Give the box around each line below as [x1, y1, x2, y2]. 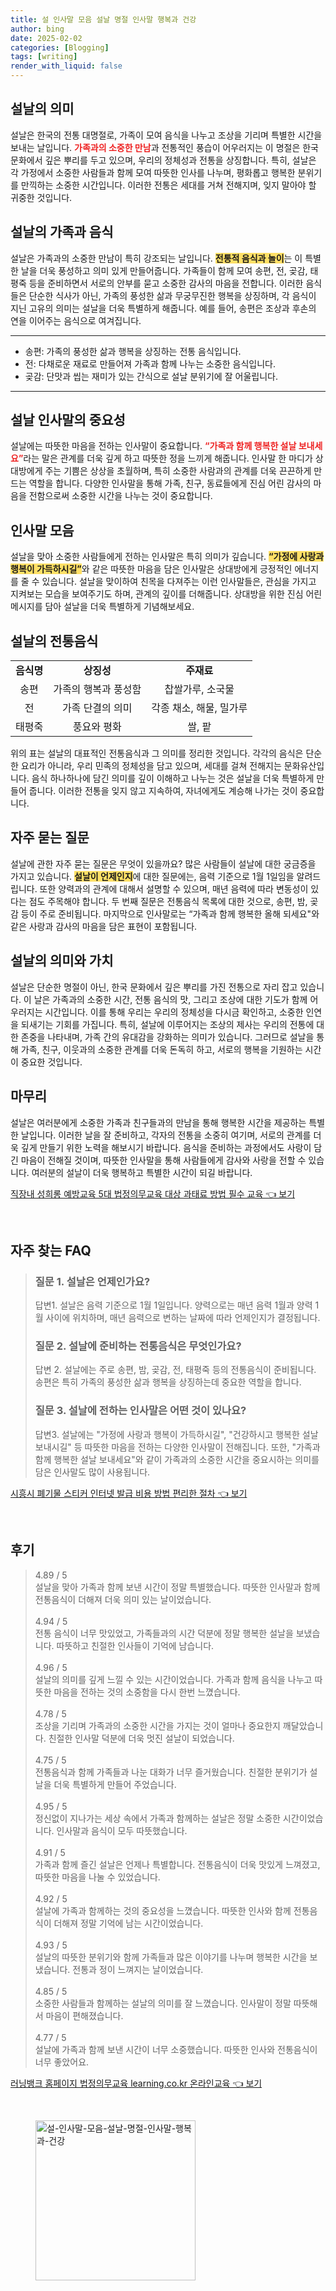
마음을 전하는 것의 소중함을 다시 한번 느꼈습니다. [53, 1686, 241, 1698]
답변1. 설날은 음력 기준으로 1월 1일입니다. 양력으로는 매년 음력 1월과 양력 [34, 1299, 313, 1311]
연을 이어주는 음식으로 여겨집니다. [10, 314, 142, 326]
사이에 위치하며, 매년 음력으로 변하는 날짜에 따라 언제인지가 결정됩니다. [45, 1312, 321, 1324]
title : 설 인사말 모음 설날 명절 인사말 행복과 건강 [10, 14, 197, 25]
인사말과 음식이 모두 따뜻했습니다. [56, 1824, 188, 1836]
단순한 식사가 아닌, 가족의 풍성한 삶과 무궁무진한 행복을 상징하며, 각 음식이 [28, 289, 317, 301]
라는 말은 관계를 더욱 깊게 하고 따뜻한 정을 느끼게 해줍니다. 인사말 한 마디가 [23, 452, 313, 465]
